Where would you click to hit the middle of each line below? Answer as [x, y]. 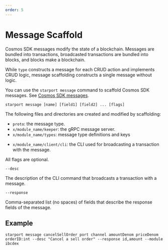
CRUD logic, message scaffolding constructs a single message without [79, 75]
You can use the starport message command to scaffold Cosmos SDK [77, 90]
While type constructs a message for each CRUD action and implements [80, 69]
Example [19, 223]
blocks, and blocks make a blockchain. [45, 60]
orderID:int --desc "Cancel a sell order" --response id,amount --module [84, 239]
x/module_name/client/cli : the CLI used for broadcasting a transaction [86, 144]
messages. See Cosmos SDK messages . [47, 95]
